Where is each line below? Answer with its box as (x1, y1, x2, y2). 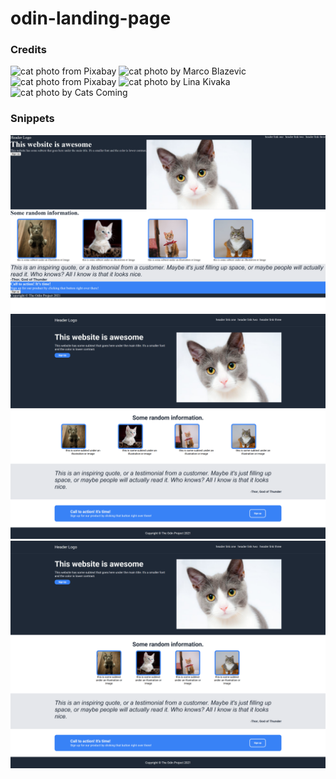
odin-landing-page (10, 7, 172, 30)
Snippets (10, 112, 55, 126)
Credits (10, 43, 47, 57)
